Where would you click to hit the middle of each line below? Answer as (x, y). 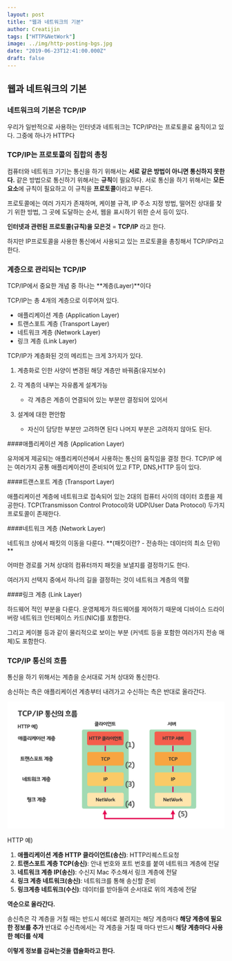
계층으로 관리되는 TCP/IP (47, 269)
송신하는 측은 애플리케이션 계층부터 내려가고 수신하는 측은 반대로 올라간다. (107, 692)
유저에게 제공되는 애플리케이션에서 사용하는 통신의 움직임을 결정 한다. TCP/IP (111, 459)
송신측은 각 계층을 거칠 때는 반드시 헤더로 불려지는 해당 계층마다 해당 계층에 (108, 919)
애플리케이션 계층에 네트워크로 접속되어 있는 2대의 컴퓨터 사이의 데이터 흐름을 (111, 497)
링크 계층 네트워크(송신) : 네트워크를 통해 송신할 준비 (87, 881)
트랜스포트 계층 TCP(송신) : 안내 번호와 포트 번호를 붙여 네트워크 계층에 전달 (118, 864)
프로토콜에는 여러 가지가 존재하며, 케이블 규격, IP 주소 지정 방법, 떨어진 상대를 (111, 203)
